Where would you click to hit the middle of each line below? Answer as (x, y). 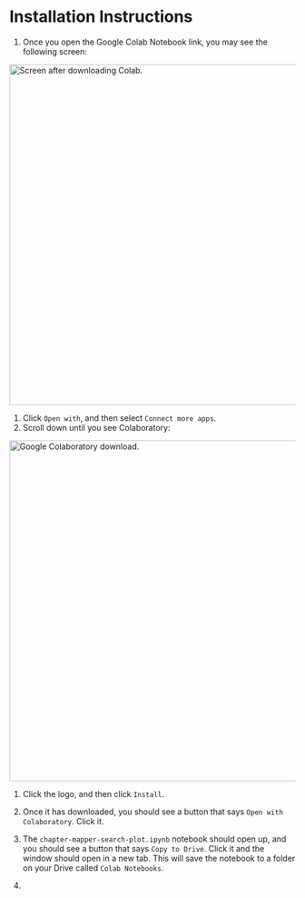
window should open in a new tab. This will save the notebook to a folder (159, 858)
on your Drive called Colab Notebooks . (93, 868)
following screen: (55, 51)
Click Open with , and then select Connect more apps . (119, 418)
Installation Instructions (101, 17)
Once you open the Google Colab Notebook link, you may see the (145, 42)
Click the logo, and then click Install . (93, 793)
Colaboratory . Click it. (63, 821)
